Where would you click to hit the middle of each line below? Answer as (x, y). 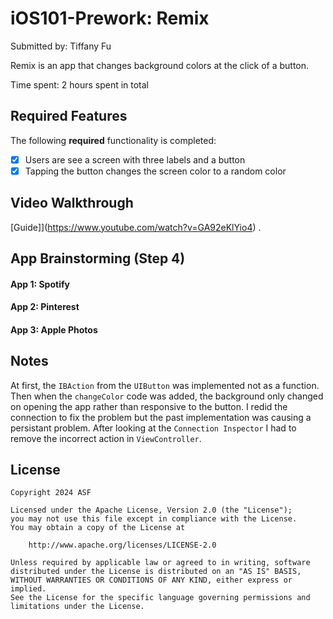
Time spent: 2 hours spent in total (80, 84)
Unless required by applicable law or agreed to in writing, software (160, 563)
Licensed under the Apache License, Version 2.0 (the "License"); (151, 510)
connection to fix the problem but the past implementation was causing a (161, 417)
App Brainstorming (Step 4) (98, 258)
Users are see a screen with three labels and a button (135, 159)
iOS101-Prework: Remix (110, 18)
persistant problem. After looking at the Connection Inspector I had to (153, 428)
